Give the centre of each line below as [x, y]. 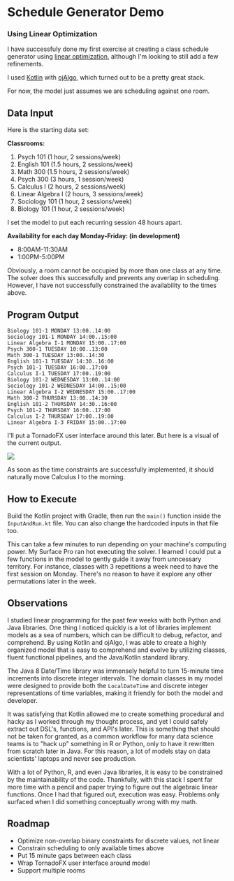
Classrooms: [26, 143]
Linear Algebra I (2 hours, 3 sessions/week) [80, 194]
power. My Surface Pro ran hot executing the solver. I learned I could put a [114, 551]
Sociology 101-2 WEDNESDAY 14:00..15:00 [67, 386]
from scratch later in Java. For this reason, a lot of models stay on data [109, 751]
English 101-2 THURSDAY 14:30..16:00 [62, 405]
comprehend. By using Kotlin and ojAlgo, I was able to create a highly [107, 642]
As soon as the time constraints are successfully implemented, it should [111, 469]
